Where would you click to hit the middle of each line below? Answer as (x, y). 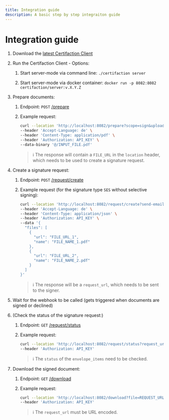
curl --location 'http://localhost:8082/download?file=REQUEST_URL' (93, 398)
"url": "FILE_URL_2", (56, 256)
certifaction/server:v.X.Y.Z (51, 88)
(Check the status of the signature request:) (58, 315)
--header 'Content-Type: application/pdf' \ (67, 135)
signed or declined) (33, 305)
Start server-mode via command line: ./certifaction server (83, 73)
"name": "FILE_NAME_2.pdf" (62, 260)
